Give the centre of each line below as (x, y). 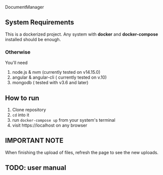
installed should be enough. (33, 39)
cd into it (21, 115)
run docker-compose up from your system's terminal (64, 120)
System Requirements (40, 22)
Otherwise (18, 52)
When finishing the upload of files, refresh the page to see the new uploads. (82, 152)
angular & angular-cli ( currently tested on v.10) (59, 77)
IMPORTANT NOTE (34, 141)
